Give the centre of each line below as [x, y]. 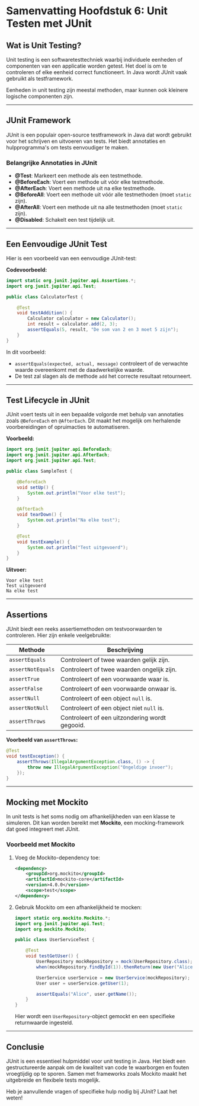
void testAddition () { [45, 313]
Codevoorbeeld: [27, 270]
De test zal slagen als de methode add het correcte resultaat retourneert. [103, 376]
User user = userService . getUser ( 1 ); [83, 983]
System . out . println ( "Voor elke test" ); [77, 493]
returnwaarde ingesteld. [44, 1023]
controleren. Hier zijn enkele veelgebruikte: [59, 635]
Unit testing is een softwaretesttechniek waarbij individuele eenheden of [94, 60]
